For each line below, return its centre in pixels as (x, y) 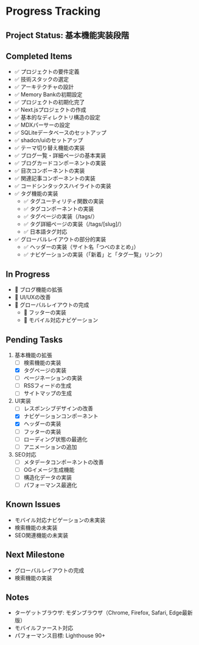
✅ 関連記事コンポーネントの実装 (55, 179)
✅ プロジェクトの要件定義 (47, 72)
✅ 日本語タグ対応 (45, 232)
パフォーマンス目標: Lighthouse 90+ (60, 636)
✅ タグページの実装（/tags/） (61, 216)
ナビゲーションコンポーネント (61, 416)
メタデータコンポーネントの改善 (64, 462)
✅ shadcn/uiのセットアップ (49, 140)
